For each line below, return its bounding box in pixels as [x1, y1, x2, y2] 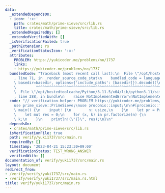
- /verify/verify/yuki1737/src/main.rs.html [5, 176, 98, 181]
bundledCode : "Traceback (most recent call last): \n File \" [9, 71, 139, 76]
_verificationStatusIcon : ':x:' [9, 48, 76, 53]
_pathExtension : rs [9, 44, 50, 49]
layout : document [5, 163, 41, 167]
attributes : [9, 53, 34, 58]
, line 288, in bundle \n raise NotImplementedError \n [14, 94, 133, 99]
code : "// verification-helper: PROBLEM [9, 99, 93, 104]
